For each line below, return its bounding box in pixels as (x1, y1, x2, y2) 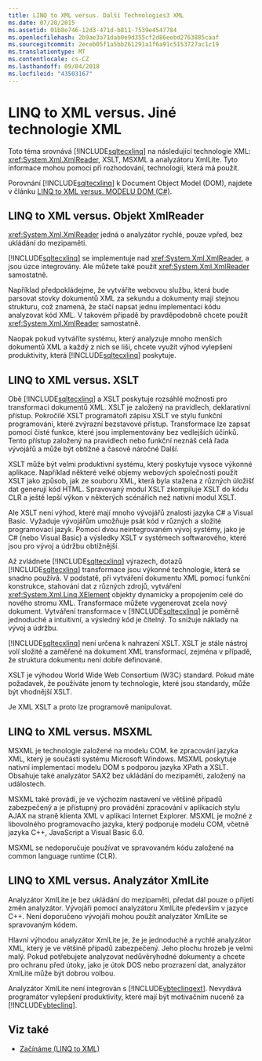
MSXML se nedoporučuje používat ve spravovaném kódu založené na (8, 843, 234, 852)
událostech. (8, 779, 46, 789)
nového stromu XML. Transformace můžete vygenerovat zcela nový (8, 598, 227, 608)
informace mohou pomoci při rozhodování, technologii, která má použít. (8, 162, 240, 173)
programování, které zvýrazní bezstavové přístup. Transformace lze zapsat (8, 419, 251, 428)
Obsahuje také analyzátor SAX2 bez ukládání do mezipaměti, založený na (8, 771, 246, 780)
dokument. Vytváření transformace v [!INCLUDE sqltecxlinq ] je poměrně (8, 607, 239, 616)
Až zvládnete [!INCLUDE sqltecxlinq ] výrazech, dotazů (8, 556, 183, 566)
